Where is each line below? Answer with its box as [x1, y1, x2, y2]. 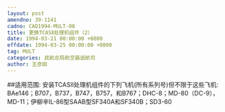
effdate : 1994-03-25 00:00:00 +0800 [7, 42, 112, 48]
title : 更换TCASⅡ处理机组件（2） [7, 29, 93, 36]
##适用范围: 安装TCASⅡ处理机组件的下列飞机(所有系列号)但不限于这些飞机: [7, 80, 219, 89]
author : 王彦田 [7, 61, 47, 68]
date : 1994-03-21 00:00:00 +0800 [7, 36, 103, 42]
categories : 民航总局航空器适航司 [7, 55, 96, 61]
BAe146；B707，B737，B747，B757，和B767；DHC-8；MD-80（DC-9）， [7, 89, 219, 97]
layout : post [7, 10, 45, 17]
